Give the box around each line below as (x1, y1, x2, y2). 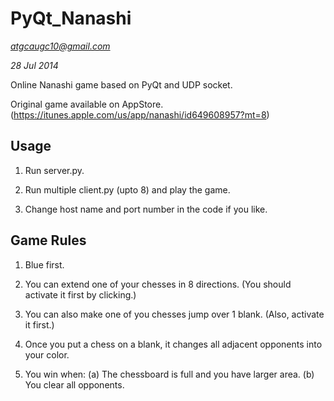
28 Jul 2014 (10, 59, 59, 71)
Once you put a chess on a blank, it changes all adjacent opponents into (24, 338, 323, 350)
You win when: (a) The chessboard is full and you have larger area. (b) (24, 368, 315, 380)
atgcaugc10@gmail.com (10, 40, 111, 52)
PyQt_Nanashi (10, 7, 132, 30)
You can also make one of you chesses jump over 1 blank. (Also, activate (24, 308, 325, 320)
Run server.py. (24, 164, 85, 176)
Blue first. (24, 258, 65, 271)
